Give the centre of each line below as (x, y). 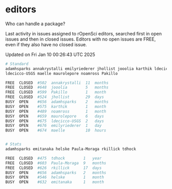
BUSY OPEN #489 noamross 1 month (56, 111)
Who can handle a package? (35, 24)
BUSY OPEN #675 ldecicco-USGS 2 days (55, 121)
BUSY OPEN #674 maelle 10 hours (56, 130)
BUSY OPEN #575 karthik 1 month (56, 106)
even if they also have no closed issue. (46, 44)
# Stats (14, 144)
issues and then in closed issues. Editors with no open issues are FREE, (81, 39)
